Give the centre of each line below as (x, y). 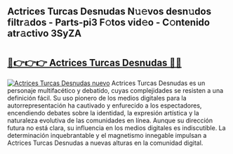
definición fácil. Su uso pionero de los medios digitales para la (97, 98)
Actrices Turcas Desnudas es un (158, 83)
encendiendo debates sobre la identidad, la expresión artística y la (103, 113)
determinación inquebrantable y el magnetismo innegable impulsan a (107, 135)
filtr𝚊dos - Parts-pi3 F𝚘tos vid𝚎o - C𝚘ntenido (109, 23)
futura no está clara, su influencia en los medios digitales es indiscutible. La (116, 128)
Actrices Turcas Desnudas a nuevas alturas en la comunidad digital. (105, 143)
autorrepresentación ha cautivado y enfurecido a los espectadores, (105, 105)
